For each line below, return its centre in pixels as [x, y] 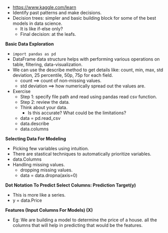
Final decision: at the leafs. [48, 34]
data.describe [35, 124]
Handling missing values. [39, 165]
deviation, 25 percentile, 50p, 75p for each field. [63, 75]
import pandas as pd [34, 54]
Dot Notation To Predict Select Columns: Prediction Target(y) [71, 185]
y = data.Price [27, 200]
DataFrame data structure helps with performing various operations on [86, 59]
